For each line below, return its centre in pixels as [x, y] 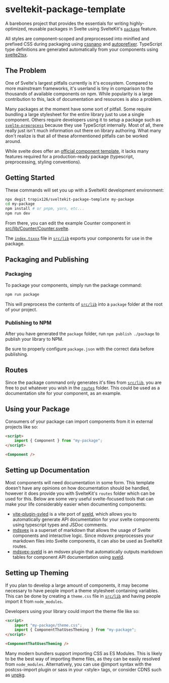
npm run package [22, 294]
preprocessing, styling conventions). [43, 162]
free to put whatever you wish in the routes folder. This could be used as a [82, 388]
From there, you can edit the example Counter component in [68, 223]
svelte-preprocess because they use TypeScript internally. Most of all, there [84, 125]
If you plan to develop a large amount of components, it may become [77, 585]
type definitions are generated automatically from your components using [82, 49]
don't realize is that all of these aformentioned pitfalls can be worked [76, 136]
